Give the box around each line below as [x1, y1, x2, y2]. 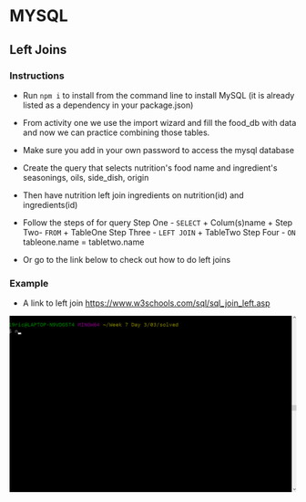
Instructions [9, 69, 66, 82]
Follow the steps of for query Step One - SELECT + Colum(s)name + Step [22, 216, 293, 228]
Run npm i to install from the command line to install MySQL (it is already [22, 89, 295, 100]
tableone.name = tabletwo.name [22, 236, 145, 247]
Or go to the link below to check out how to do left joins [22, 254, 230, 265]
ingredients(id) [22, 199, 78, 210]
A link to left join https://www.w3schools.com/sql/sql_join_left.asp [22, 298, 270, 309]
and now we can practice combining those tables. [22, 127, 210, 138]
